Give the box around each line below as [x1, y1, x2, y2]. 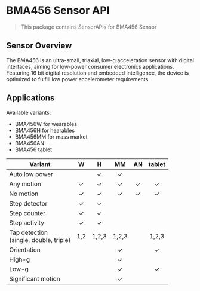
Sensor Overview [6, 41, 72, 51]
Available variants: [6, 109, 51, 116]
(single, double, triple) [9, 235, 71, 244]
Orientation [9, 246, 41, 254]
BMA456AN [14, 139, 45, 146]
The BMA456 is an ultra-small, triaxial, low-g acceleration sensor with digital [6, 56, 194, 63]
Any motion [9, 180, 42, 188]
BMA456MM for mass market [14, 133, 88, 140]
